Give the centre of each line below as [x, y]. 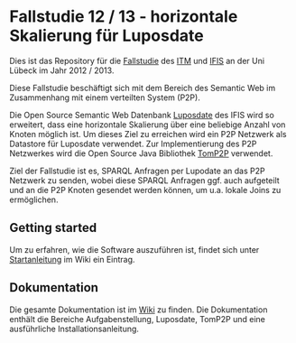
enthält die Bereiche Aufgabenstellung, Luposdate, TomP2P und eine [138, 319]
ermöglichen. [34, 199]
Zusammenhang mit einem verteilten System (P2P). [105, 97]
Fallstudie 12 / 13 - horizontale [124, 17]
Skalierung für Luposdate [107, 36]
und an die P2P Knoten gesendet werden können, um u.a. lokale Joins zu [145, 190]
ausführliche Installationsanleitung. [74, 329]
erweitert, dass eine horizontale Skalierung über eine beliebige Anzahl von [148, 125]
